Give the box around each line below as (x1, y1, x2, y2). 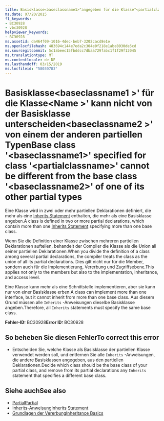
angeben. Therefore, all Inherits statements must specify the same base (5, 304, 151, 310)
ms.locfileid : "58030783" (5, 67, 58, 71)
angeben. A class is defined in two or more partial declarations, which (5, 218, 144, 224)
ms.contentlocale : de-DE (5, 57, 56, 62)
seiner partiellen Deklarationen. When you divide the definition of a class (5, 248, 150, 254)
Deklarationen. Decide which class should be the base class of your (12, 362, 147, 368)
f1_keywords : (5, 16, 32, 21)
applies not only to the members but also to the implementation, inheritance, (5, 269, 159, 275)
